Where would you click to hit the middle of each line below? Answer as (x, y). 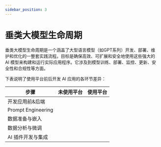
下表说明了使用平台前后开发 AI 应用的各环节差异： (56, 78)
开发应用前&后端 (26, 101)
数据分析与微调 (25, 128)
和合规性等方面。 (31, 68)
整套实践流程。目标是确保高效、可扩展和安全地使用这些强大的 (93, 56)
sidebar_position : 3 (26, 10)
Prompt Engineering (31, 110)
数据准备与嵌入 (25, 119)
